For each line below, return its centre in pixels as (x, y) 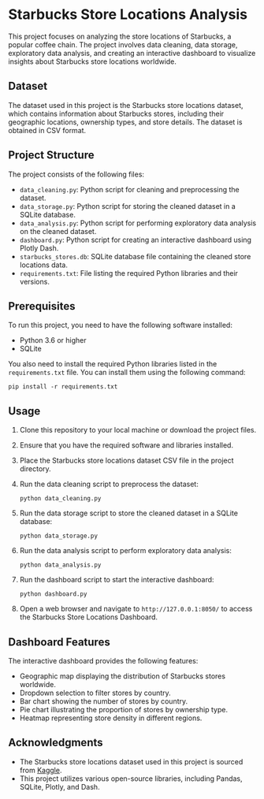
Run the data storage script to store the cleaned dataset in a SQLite (129, 513)
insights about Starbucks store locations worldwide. (93, 61)
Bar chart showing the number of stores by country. (104, 701)
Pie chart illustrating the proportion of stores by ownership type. (124, 710)
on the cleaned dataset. (58, 231)
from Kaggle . (41, 770)
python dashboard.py (53, 594)
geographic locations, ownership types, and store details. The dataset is (125, 122)
